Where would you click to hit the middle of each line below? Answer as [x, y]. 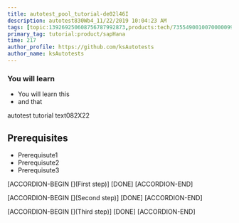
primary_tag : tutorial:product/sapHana [67, 34]
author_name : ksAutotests [46, 54]
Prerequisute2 [38, 162]
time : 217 [22, 41]
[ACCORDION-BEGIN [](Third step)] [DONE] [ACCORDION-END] [101, 212]
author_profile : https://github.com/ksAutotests [81, 47]
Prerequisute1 [38, 155]
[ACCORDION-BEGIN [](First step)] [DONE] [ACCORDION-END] [100, 184]
